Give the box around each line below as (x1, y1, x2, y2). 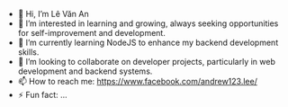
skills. (17, 47, 40, 58)
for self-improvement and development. (17, 28, 166, 38)
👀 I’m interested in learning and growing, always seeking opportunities (17, 18, 279, 29)
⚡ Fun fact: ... (17, 90, 67, 100)
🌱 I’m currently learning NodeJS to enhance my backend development (17, 37, 279, 48)
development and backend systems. (17, 66, 153, 76)
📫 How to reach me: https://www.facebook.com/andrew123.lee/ (17, 76, 258, 86)
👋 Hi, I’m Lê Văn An (17, 9, 89, 19)
